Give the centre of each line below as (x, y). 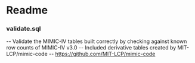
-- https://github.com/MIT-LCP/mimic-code (102, 54)
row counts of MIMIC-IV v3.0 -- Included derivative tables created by (91, 48)
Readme (27, 10)
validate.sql (24, 29)
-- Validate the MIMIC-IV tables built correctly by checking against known (97, 41)
